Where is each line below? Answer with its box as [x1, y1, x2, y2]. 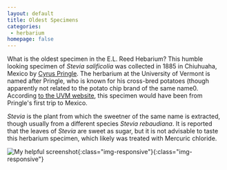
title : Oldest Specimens [7, 17, 79, 23]
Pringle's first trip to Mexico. [7, 99, 88, 107]
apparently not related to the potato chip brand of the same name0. [7, 84, 199, 93]
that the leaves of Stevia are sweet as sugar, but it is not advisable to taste [7, 127, 219, 135]
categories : [7, 23, 41, 30]
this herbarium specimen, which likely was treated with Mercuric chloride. [7, 134, 217, 142]
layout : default [7, 10, 54, 17]
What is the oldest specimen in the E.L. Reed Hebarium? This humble [7, 55, 204, 63]
